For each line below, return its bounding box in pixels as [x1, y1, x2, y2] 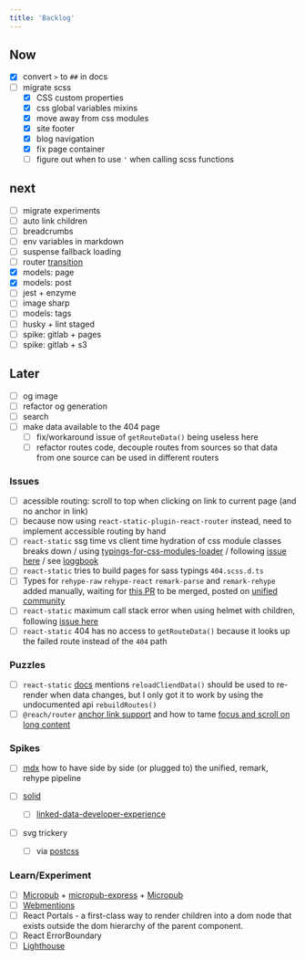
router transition [22, 256, 84, 267]
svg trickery [22, 827, 68, 838]
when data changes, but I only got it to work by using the [49, 689, 264, 700]
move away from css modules [36, 112, 149, 123]
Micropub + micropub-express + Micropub [22, 889, 184, 900]
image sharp [22, 297, 70, 308]
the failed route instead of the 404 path [22, 635, 168, 646]
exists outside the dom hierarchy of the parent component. [22, 921, 244, 932]
